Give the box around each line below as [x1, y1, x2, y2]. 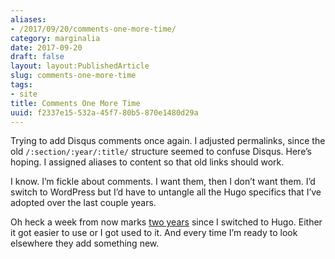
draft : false [10, 52, 65, 62]
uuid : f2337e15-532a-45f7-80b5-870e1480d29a [10, 107, 199, 118]
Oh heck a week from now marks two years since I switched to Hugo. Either [10, 216, 323, 228]
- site [10, 89, 38, 99]
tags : [10, 80, 33, 90]
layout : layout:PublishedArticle [10, 61, 150, 71]
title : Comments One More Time [10, 98, 141, 108]
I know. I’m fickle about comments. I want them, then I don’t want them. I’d [10, 176, 316, 188]
